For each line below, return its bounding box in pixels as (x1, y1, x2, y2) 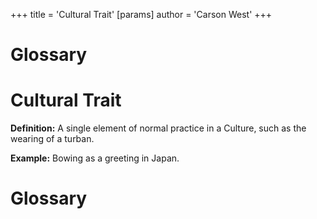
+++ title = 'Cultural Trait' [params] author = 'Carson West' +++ (10, 9, 273, 20)
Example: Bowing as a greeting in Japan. (10, 152, 180, 164)
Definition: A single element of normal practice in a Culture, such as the (10, 122, 307, 134)
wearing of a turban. (10, 133, 95, 145)
